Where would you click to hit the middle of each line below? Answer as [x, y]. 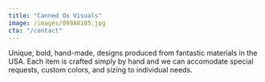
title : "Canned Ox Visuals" [55, 16]
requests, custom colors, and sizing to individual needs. [100, 70]
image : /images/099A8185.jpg [57, 23]
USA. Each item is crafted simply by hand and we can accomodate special [131, 61]
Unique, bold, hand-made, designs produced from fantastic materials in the [133, 53]
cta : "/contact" [35, 30]
